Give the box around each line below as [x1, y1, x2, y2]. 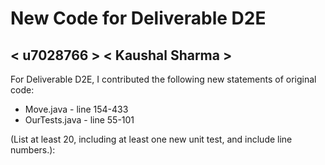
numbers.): [10, 144, 56, 156]
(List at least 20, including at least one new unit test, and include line [10, 133, 293, 145]
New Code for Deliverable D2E [10, 7, 267, 30]
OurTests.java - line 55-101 [24, 114, 135, 126]
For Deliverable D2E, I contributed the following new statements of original [10, 73, 317, 85]
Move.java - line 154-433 [24, 103, 129, 115]
